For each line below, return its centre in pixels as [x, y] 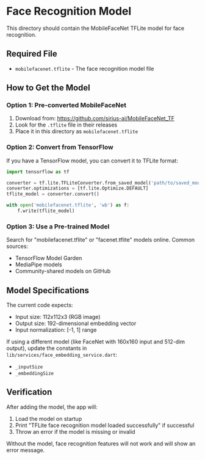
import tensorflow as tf [38, 172]
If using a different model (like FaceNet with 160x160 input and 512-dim [95, 342]
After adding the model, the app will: [52, 407]
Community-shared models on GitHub [63, 271]
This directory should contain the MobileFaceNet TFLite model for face [95, 28]
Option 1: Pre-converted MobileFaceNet [67, 105]
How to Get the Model [48, 88]
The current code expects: [40, 305]
